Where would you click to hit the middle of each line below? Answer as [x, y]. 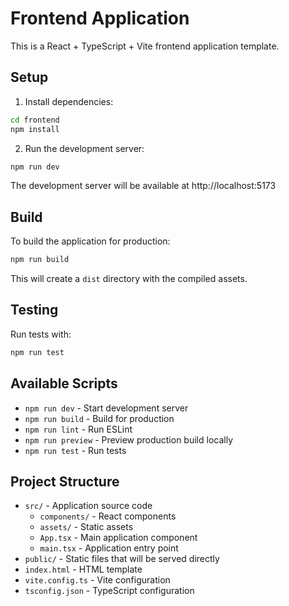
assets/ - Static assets [86, 527]
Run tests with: [41, 334]
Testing [34, 310]
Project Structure [65, 481]
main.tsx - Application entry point [109, 548]
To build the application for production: [90, 241]
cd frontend [35, 120]
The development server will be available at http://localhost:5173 [143, 186]
